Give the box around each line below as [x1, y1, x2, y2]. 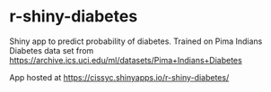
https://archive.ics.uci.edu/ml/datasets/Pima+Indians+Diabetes [9, 54, 242, 65]
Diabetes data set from [9, 45, 94, 55]
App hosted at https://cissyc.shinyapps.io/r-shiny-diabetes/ [9, 71, 230, 82]
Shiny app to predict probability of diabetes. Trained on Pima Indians [9, 36, 263, 46]
